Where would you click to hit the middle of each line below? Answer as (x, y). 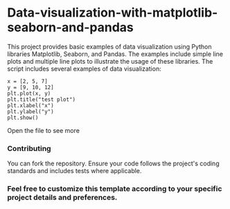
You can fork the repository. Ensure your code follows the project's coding (113, 163)
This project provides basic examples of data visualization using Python (110, 46)
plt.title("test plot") (42, 99)
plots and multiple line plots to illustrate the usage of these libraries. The (110, 61)
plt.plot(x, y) (29, 93)
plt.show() (23, 118)
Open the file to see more (43, 130)
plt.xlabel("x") (30, 105)
